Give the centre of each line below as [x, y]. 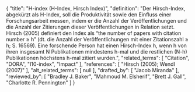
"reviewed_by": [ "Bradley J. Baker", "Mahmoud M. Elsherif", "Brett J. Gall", [96, 76]
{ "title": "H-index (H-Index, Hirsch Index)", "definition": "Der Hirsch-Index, [96, 8]
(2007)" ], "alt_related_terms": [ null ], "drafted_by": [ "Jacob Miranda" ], [93, 70]
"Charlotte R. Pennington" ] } [41, 83]
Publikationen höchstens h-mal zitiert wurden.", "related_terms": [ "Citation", [98, 58]
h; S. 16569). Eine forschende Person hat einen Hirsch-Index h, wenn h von [96, 45]
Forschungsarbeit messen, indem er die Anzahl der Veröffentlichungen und [96, 21]
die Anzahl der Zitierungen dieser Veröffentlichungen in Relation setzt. [90, 27]
